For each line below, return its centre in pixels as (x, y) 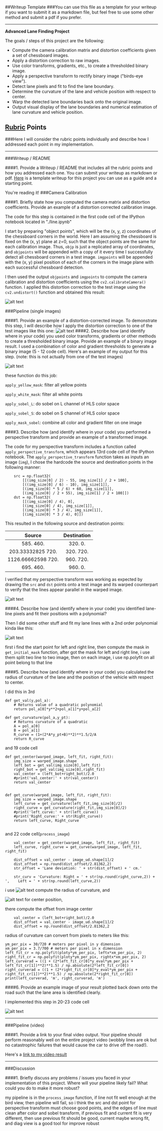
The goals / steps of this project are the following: (55, 41)
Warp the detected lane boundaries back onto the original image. (77, 102)
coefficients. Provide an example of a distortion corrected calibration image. (81, 207)
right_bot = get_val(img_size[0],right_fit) (59, 769)
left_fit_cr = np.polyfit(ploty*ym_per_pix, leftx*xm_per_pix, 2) (73, 953)
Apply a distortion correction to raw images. (56, 61)
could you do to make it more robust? (42, 1088)
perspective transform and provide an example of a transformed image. (76, 437)
